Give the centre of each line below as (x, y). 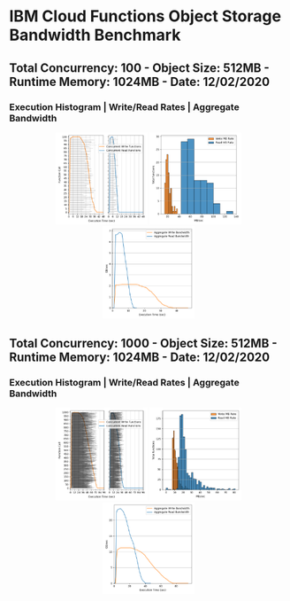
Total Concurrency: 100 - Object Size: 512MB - (139, 68)
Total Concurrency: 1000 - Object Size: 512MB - (143, 343)
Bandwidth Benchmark (95, 35)
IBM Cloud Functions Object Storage (145, 16)
